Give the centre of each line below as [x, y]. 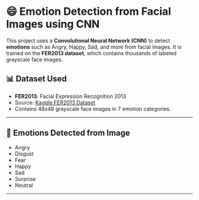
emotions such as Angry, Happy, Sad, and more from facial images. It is [94, 47]
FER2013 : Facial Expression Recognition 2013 [70, 96]
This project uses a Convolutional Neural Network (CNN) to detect [88, 40]
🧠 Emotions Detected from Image [68, 133]
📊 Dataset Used [36, 79]
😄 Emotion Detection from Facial [89, 12]
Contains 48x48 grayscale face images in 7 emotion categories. [93, 109]
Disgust [24, 154]
